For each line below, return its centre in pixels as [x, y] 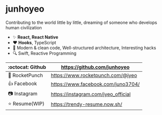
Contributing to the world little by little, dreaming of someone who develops [81, 22]
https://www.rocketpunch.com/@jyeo [94, 75]
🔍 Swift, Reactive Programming [44, 53]
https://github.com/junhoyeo [95, 67]
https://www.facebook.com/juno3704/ [95, 84]
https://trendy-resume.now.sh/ [87, 104]
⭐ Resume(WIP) [26, 103]
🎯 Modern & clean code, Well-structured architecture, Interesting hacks [84, 48]
